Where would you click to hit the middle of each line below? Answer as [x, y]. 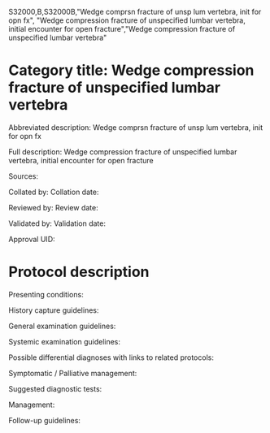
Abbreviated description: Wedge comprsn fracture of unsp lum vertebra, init [135, 127]
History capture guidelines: [54, 310]
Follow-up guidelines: [45, 420]
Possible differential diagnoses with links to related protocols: [111, 357]
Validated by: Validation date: [57, 223]
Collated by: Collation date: [54, 192]
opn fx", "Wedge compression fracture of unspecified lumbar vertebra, [127, 20]
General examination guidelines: [62, 326]
